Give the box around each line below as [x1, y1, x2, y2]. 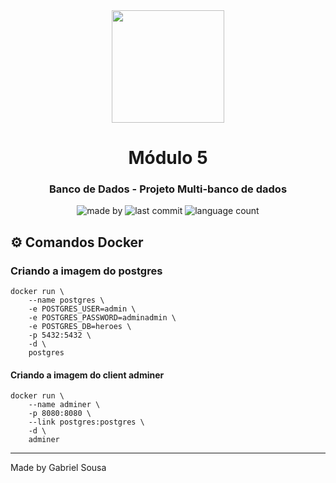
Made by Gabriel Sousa [10, 462, 107, 474]
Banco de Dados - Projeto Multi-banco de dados [48, 182, 288, 196]
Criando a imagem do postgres [10, 264, 163, 278]
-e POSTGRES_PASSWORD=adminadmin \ [28, 313, 177, 323]
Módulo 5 [128, 147, 208, 169]
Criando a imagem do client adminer [10, 369, 165, 381]
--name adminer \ [28, 400, 101, 410]
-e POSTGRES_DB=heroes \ [28, 322, 132, 332]
